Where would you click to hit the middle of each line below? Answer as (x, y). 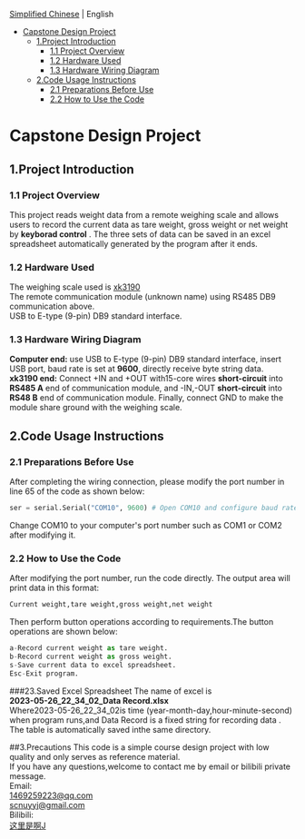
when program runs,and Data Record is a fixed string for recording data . (145, 720)
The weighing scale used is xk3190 (75, 287)
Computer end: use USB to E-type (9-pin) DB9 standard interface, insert (145, 360)
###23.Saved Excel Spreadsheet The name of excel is (111, 691)
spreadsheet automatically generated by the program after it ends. (134, 243)
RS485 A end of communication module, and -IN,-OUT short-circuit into (146, 388)
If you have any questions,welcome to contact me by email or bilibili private (150, 766)
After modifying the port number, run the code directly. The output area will (150, 578)
